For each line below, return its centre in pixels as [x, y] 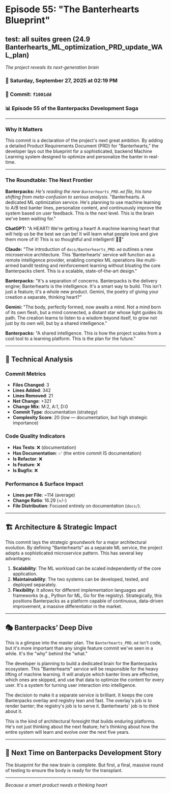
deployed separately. [35, 584]
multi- [151, 260]
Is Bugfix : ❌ [25, 470]
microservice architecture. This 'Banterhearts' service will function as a [80, 254]
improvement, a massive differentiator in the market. [67, 606]
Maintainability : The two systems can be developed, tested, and [81, 579]
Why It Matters [24, 130]
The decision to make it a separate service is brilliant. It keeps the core [79, 695]
